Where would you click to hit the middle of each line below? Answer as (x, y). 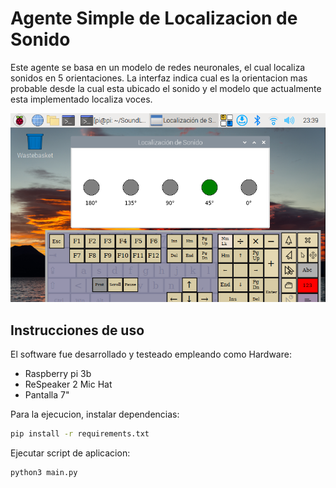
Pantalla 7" (47, 395)
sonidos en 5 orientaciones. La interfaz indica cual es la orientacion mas (159, 78)
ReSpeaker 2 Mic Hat (68, 384)
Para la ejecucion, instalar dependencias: (95, 414)
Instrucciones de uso (77, 330)
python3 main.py (44, 473)
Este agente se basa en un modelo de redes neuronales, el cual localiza (158, 67)
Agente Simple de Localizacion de (154, 18)
